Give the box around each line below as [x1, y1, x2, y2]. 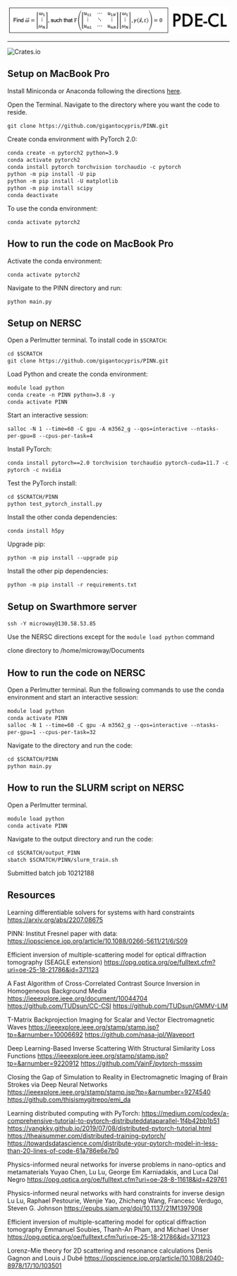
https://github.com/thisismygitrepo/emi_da [7, 1095, 131, 1104]
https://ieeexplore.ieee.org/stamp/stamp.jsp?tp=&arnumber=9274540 [7, 1087, 211, 1096]
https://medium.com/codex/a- [141, 1109, 229, 1117]
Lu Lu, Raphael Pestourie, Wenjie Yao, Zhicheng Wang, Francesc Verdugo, [7, 1196, 224, 1205]
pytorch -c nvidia [7, 466, 61, 474]
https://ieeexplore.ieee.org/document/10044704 [7, 994, 148, 1003]
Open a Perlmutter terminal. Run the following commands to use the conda [7, 685, 224, 695]
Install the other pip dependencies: [7, 567, 109, 575]
